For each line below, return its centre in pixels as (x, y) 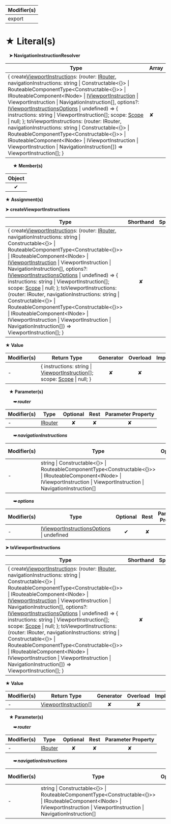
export (16, 19)
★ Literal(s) (31, 42)
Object (16, 178)
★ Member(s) (27, 166)
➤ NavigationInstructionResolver (45, 55)
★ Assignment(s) (24, 199)
